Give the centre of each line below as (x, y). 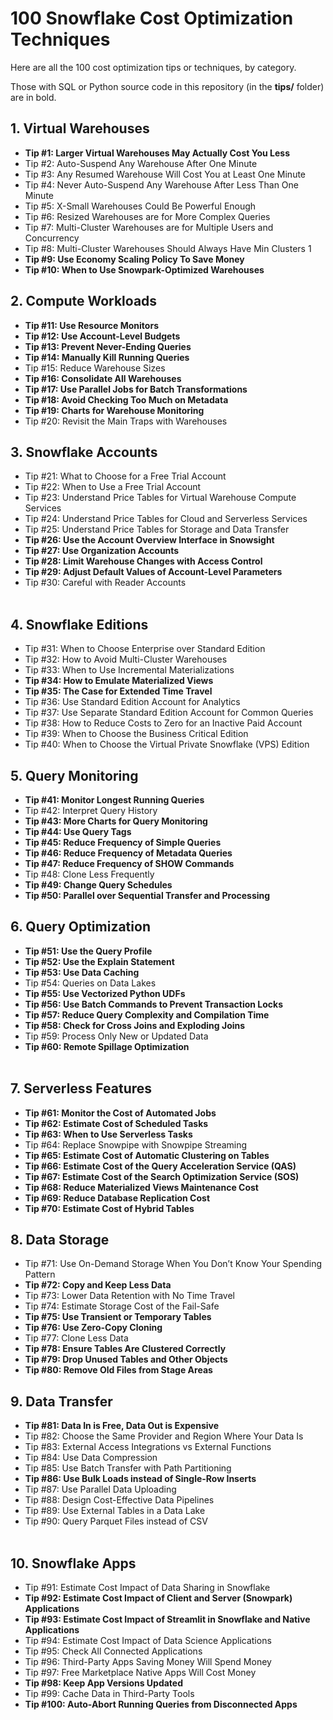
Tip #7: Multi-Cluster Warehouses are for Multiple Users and (149, 227)
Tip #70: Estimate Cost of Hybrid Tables (109, 1208)
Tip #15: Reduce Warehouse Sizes (95, 368)
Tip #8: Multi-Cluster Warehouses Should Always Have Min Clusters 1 (168, 248)
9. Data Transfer (61, 1401)
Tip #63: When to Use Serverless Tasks (108, 1134)
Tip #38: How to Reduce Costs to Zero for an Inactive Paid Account (163, 723)
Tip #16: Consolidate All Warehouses (103, 378)
